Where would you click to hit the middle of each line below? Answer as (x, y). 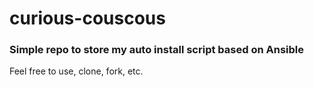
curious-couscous (87, 18)
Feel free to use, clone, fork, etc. (76, 71)
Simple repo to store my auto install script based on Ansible (156, 50)
